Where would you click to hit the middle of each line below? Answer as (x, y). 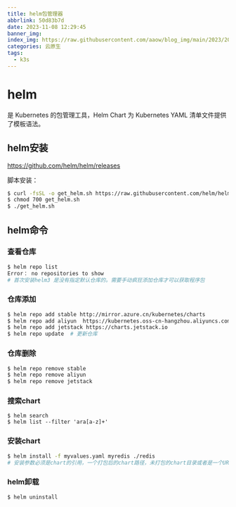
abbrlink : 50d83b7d (36, 20)
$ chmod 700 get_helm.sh (44, 200)
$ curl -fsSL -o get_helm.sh (50, 193)
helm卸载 (24, 482)
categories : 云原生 (34, 46)
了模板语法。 (26, 123)
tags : (15, 54)
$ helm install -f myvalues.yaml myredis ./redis (81, 456)
